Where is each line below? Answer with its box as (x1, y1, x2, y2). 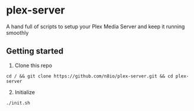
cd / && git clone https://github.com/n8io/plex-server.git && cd (6, 73, 173, 79)
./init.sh (6, 100, 31, 106)
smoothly (6, 29, 29, 36)
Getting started (6, 46, 64, 56)
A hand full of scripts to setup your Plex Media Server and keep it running (6, 23, 185, 30)
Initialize (14, 89, 35, 96)
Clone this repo (14, 62, 52, 69)
